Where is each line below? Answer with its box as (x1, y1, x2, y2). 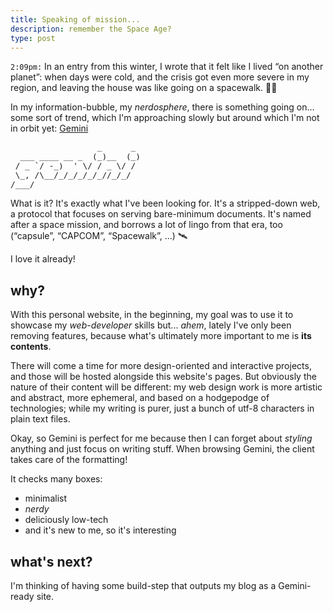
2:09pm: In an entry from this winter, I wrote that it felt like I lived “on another (10, 61, 324, 73)
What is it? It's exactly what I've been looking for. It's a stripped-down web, (10, 197, 321, 210)
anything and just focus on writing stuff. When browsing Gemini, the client (10, 443, 315, 455)
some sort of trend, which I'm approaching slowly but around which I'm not (10, 112, 320, 124)
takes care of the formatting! (10, 454, 128, 466)
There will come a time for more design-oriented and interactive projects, (10, 360, 312, 372)
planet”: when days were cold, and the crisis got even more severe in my (10, 71, 310, 83)
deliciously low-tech (24, 514, 109, 526)
